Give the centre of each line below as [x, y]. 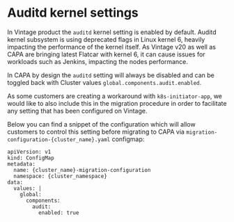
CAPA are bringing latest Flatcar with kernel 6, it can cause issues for [106, 54]
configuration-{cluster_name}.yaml [59, 140]
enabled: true [58, 213]
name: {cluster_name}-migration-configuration [82, 170]
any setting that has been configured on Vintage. [77, 111]
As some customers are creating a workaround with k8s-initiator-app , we [115, 96]
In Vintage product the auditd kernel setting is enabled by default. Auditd [112, 32]
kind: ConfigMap [31, 158]
